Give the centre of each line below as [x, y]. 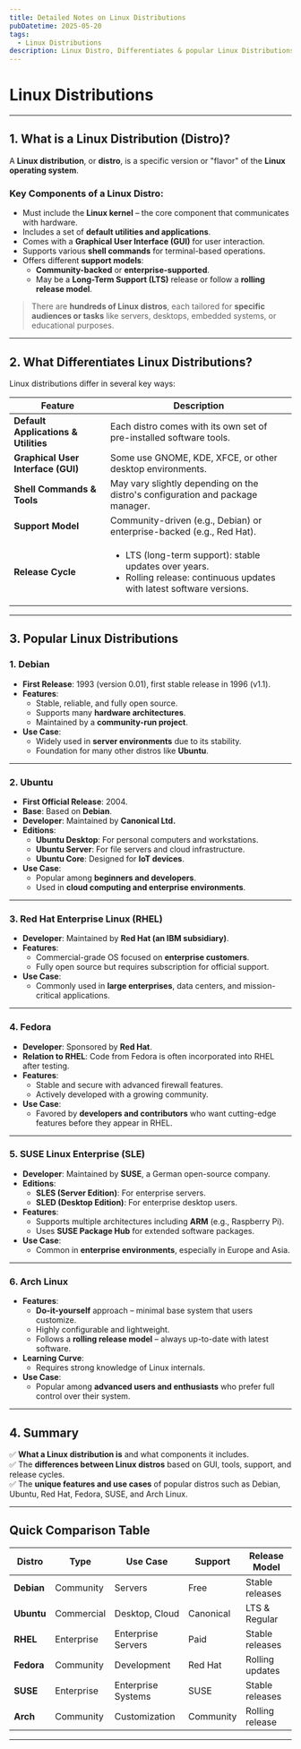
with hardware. [50, 223]
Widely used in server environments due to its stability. [138, 741]
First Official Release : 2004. [75, 802]
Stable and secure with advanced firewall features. [129, 1085]
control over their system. [83, 1396]
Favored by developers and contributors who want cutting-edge [156, 1113]
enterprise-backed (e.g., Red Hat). [184, 531]
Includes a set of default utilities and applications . [116, 232]
